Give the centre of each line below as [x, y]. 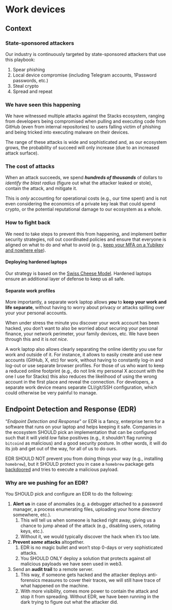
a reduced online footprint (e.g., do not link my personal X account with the [85, 371]
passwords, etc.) [31, 80]
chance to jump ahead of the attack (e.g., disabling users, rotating [90, 526]
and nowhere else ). [26, 250]
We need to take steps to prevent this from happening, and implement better [86, 234]
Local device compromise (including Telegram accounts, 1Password [84, 75]
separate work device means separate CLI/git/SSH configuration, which [81, 387]
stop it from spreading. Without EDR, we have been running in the [90, 597]
